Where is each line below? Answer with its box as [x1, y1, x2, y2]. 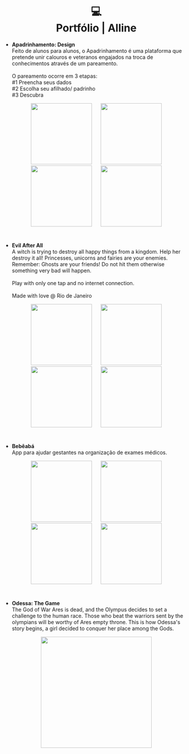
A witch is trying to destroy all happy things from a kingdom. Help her [11, 248, 181, 255]
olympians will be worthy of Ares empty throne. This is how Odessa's [11, 618, 181, 625]
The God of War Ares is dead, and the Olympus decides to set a [11, 606, 167, 613]
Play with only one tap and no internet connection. [11, 280, 135, 287]
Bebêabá [11, 443, 34, 450]
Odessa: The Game [11, 599, 60, 606]
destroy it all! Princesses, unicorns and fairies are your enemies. [11, 254, 168, 261]
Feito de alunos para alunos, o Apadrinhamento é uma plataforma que [11, 47, 182, 54]
